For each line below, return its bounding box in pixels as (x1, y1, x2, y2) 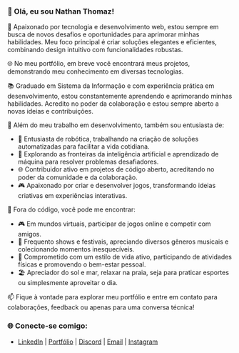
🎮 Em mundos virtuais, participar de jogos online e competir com (17, 219, 212, 228)
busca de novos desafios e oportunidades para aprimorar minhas (7, 30, 200, 39)
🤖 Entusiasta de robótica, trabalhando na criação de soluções (17, 135, 199, 144)
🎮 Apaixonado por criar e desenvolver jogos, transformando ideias (17, 182, 216, 190)
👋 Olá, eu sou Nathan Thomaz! (7, 6, 115, 16)
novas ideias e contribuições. (7, 107, 94, 116)
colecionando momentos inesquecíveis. (17, 245, 135, 254)
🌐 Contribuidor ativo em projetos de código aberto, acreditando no (17, 165, 215, 174)
